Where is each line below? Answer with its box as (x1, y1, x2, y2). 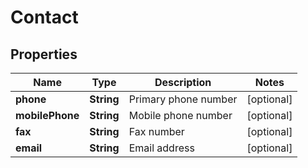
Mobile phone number (128, 109, 233, 122)
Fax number (128, 125, 185, 138)
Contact (10, 6, 79, 29)
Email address (128, 141, 195, 155)
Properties (10, 46, 78, 63)
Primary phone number (128, 92, 238, 106)
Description (154, 76, 212, 89)
